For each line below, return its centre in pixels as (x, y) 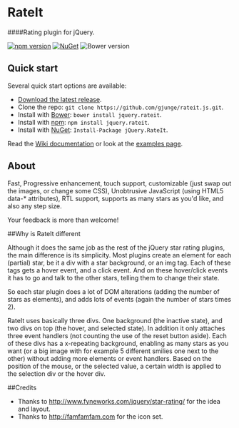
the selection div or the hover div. (56, 373)
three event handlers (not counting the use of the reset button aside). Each (117, 335)
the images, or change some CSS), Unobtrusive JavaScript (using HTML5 (116, 190)
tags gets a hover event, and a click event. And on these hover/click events (118, 270)
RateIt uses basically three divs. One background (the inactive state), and (115, 320)
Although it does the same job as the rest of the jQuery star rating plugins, (116, 248)
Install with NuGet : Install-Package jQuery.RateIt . (93, 130)
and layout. (34, 409)
